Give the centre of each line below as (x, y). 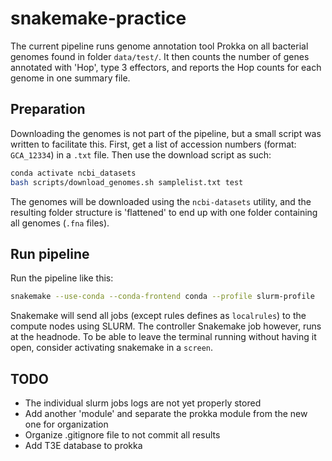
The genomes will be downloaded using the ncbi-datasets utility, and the (161, 201)
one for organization (66, 424)
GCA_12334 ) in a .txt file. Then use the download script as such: (141, 154)
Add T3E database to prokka (83, 445)
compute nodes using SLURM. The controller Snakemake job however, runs (166, 326)
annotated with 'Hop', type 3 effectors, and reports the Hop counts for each (166, 67)
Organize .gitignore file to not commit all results (122, 435)
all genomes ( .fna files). (60, 223)
